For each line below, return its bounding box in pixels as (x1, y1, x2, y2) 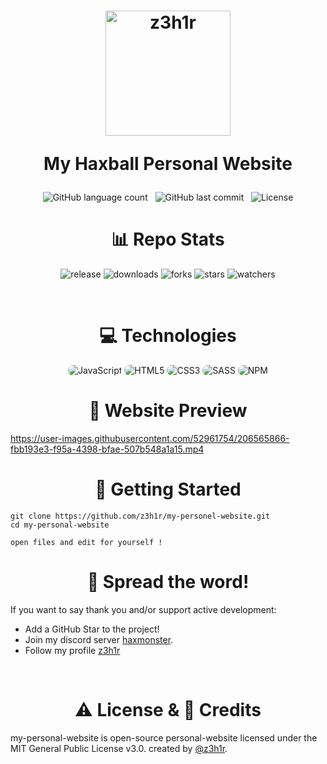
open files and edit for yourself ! (10, 537, 163, 547)
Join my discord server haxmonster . (24, 633, 174, 645)
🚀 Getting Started (94, 478, 242, 501)
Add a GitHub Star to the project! (24, 623, 160, 635)
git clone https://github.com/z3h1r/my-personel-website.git (10, 511, 271, 521)
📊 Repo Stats (111, 228, 225, 251)
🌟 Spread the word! (86, 571, 250, 594)
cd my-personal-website (10, 520, 110, 530)
